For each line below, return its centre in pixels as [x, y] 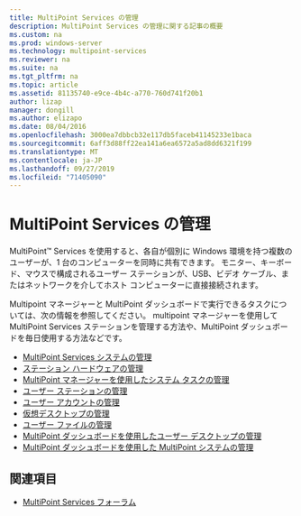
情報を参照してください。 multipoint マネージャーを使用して [167, 316]
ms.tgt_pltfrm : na [44, 77]
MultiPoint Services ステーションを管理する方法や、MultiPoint [124, 327]
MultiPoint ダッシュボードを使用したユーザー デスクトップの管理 [142, 436]
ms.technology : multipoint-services [78, 51]
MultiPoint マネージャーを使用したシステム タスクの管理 [126, 380]
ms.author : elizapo [46, 118]
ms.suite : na [34, 69]
